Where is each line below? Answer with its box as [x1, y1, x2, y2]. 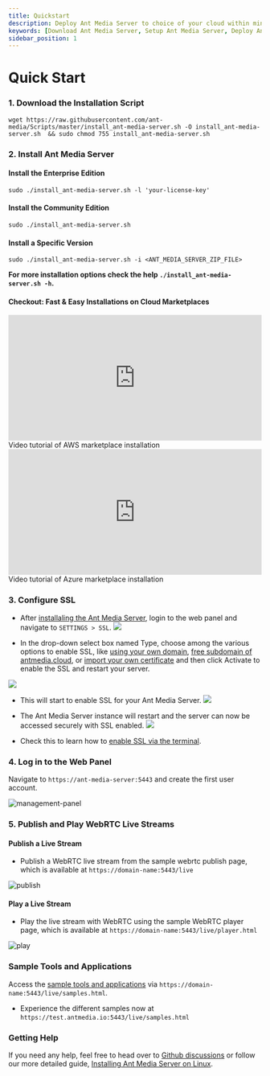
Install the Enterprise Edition [8, 168, 105, 178]
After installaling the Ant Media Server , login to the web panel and [19, 613, 238, 622]
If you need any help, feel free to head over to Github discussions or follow [8, 1050, 256, 1060]
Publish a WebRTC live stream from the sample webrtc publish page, [19, 856, 247, 866]
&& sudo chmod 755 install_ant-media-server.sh [47, 129, 211, 138]
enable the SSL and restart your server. [19, 663, 150, 673]
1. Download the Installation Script [8, 97, 145, 109]
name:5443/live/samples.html [8, 989, 106, 997]
